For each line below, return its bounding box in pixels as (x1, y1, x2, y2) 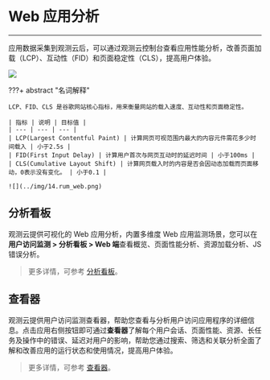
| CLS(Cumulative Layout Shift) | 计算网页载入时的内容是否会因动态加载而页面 (8, 159, 253, 167)
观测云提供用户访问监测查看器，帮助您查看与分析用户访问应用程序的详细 (8, 315, 247, 324)
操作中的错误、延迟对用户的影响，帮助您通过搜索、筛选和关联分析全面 (22, 335, 255, 345)
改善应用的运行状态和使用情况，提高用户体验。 (22, 345, 178, 355)
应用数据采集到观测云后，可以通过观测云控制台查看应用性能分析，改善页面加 (8, 43, 262, 52)
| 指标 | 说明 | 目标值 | (8, 118, 87, 126)
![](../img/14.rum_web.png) (8, 182, 103, 190)
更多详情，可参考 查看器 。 (27, 362, 115, 372)
